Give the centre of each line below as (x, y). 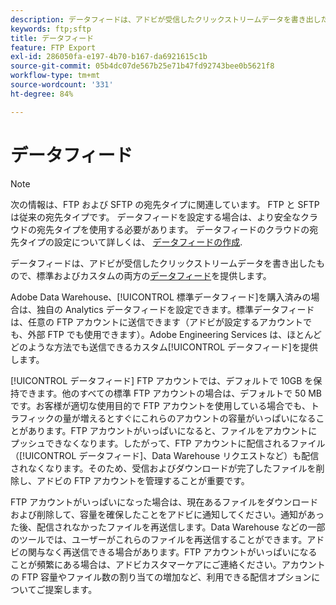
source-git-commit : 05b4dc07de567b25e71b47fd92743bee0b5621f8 (142, 66)
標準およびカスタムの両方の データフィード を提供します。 (154, 275)
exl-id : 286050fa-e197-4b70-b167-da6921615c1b (109, 57)
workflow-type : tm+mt (55, 76)
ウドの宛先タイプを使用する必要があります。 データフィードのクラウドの (160, 229)
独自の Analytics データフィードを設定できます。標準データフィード (175, 309)
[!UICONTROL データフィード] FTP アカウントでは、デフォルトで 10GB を (162, 380)
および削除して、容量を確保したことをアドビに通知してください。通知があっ (167, 514)
